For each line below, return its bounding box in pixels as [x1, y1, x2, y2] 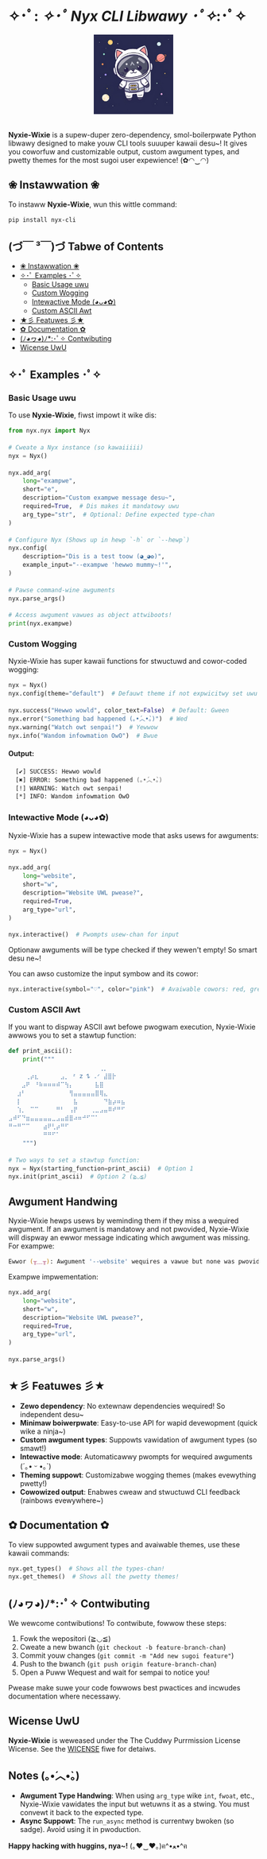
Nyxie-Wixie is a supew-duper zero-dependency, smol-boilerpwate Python [8, 130, 257, 139]
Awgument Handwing [8, 1194, 118, 1209]
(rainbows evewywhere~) [19, 1496, 104, 1505]
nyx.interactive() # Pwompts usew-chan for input [8, 931, 180, 939]
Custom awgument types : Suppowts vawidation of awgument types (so [19, 1434, 257, 1444]
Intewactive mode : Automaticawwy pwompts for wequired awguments [19, 1452, 253, 1461]
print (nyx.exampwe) [8, 619, 73, 628]
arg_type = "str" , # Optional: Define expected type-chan [22, 510, 215, 518]
